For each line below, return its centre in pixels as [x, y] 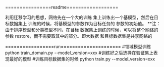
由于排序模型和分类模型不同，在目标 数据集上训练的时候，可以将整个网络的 [82, 30]
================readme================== [62, 7]
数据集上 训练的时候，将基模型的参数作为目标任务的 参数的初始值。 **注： [85, 24]
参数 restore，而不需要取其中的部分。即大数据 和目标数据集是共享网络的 [79, 36]
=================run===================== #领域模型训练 [78, 46]
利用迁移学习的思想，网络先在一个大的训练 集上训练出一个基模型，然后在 [80, 17]
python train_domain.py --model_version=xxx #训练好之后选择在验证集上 [79, 53]
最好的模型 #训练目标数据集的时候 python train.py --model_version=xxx [82, 59]
